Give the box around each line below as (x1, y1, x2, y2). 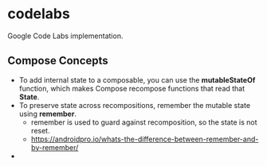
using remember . (18, 109, 77, 118)
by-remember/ (30, 142, 79, 152)
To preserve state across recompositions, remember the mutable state (18, 100, 251, 110)
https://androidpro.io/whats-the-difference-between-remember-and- (30, 134, 259, 144)
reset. (30, 125, 50, 135)
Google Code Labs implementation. (7, 31, 124, 41)
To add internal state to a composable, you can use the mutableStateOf (18, 75, 256, 84)
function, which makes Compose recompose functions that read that (18, 83, 245, 93)
